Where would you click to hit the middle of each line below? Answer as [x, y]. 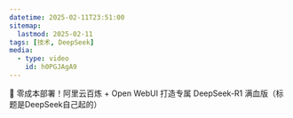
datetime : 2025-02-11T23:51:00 [67, 17]
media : [21, 51]
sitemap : [25, 26]
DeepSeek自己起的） [63, 104]
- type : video [43, 59]
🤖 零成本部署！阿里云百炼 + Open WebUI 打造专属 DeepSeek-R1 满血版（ [143, 93]
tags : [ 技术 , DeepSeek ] [52, 42]
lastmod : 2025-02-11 [55, 34]
